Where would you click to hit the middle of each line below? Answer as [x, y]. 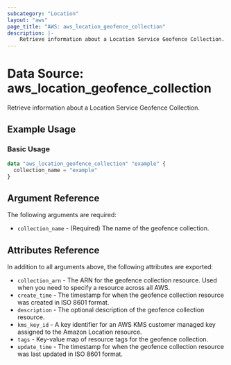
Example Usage [42, 129]
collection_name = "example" [55, 170]
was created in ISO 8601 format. [63, 302]
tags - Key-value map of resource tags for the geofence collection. [113, 339]
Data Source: [45, 74]
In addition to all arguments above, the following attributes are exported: [110, 267]
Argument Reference [53, 198]
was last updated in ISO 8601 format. [70, 354]
